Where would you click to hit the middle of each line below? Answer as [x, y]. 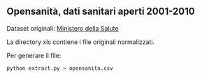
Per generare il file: [34, 55]
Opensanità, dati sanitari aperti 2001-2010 [101, 12]
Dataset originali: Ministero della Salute [63, 28]
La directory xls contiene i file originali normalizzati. [81, 42]
